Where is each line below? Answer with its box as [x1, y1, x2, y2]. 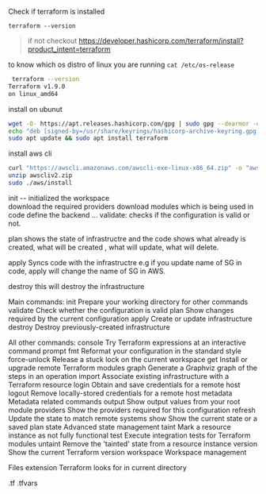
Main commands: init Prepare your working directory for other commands [8, 297, 249, 307]
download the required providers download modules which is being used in [8, 202, 254, 211]
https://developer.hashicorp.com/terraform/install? [78, 36, 244, 45]
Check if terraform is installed [8, 7, 105, 16]
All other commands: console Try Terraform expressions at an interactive [8, 338, 247, 347]
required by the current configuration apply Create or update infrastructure [8, 314, 253, 323]
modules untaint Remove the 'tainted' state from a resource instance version [8, 438, 258, 448]
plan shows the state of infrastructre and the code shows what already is [8, 233, 246, 243]
